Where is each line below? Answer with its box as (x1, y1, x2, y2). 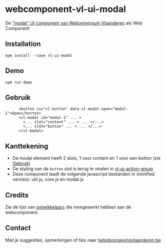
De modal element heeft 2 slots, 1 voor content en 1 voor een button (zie (12, 155, 161, 161)
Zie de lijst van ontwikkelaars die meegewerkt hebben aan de (5, 204, 131, 210)
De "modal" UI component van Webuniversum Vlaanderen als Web (5, 20, 142, 26)
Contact (5, 224, 31, 233)
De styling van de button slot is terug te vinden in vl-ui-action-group (12, 166, 153, 172)
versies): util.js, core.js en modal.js (12, 176, 84, 183)
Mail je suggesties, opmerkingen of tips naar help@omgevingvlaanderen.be (5, 237, 161, 243)
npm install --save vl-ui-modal (5, 53, 72, 58)
